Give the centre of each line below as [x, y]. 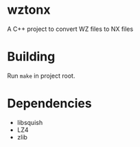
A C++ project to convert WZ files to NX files [70, 29]
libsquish [30, 122]
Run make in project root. [41, 76]
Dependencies [49, 103]
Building [31, 57]
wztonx [29, 10]
